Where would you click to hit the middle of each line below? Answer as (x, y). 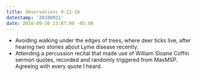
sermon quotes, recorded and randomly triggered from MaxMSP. (96, 60)
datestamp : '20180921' (35, 18)
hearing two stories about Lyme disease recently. (77, 47)
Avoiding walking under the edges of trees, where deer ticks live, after (103, 41)
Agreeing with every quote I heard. (58, 66)
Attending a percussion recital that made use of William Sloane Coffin (102, 54)
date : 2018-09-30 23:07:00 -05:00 (50, 23)
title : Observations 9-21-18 (43, 12)
